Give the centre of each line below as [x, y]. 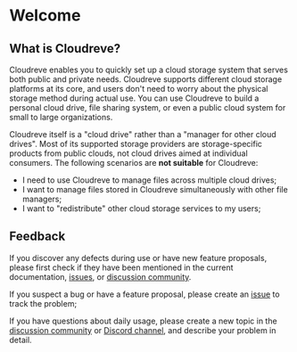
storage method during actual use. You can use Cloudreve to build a [134, 98]
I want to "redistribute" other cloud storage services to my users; [141, 209]
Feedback [37, 237]
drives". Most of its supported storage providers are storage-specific [136, 144]
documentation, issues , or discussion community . [100, 276]
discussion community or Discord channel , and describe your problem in [143, 330]
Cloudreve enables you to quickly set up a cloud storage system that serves [148, 70]
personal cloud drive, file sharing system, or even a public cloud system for [148, 107]
